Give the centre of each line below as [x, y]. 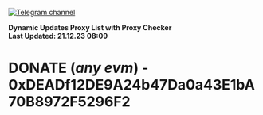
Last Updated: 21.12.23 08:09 [58, 36]
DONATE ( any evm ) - [79, 68]
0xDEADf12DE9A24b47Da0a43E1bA [131, 85]
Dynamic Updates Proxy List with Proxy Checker [90, 27]
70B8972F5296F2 [69, 102]
